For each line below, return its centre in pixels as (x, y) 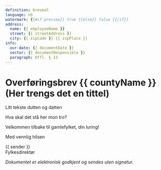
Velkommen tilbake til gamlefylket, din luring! (52, 127)
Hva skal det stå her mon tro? (36, 117)
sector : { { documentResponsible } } (48, 52)
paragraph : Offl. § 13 (34, 57)
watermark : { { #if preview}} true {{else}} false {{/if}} (67, 19)
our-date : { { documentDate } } (42, 48)
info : (11, 43)
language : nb (19, 15)
